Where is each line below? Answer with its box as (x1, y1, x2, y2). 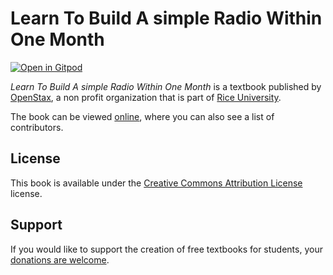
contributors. (10, 121, 64, 133)
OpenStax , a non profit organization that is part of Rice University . (10, 91, 282, 103)
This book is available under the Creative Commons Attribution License (10, 177, 303, 189)
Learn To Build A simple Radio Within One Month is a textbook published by (10, 80, 322, 92)
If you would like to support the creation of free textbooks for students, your (10, 243, 323, 255)
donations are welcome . (10, 253, 110, 266)
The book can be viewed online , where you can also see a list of (10, 110, 275, 122)
